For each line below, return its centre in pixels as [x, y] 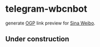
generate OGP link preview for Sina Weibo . [51, 23]
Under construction [37, 39]
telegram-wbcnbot [46, 9]
